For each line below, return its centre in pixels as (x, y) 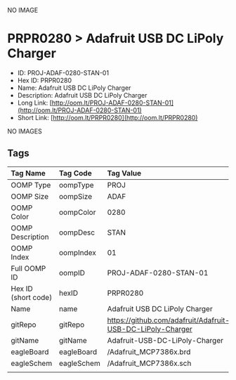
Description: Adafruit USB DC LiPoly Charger (82, 95)
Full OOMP (28, 268)
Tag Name (28, 173)
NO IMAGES (25, 131)
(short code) (32, 297)
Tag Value (124, 173)
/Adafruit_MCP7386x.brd (149, 352)
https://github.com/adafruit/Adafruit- (169, 320)
